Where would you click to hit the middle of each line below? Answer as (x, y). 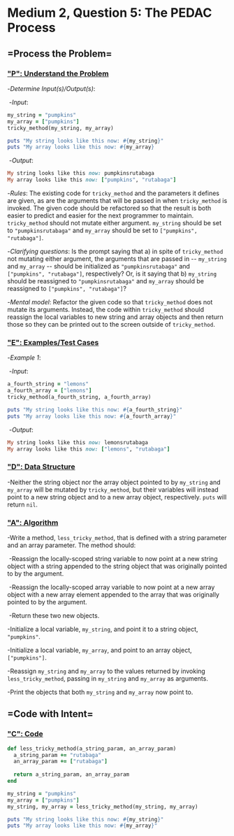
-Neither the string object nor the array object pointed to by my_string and (114, 482)
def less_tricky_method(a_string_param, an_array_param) (92, 749)
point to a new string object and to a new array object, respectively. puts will (117, 497)
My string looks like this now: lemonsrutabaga (78, 442)
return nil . (23, 504)
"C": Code (25, 734)
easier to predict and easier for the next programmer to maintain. (101, 215)
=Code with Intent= (50, 714)
